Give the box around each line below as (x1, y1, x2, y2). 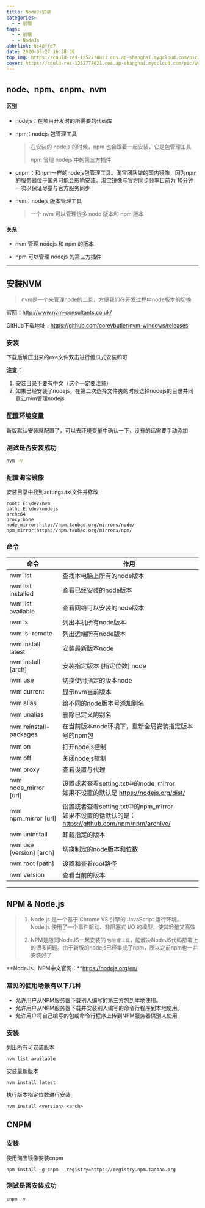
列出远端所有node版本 (62, 630, 126, 639)
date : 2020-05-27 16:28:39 (6, 49, 75, 55)
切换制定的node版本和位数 (62, 845, 138, 854)
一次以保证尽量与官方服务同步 (15, 185, 90, 192)
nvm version (9, 871, 45, 879)
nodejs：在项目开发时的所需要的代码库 (15, 117, 113, 125)
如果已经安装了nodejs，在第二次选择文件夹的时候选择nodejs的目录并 (15, 387, 189, 395)
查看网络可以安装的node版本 (62, 604, 145, 612)
